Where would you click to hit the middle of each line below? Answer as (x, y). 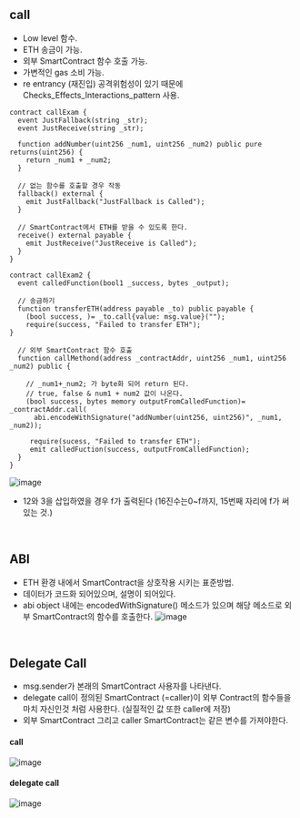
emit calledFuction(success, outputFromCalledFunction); (140, 449)
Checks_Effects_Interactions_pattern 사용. (101, 95)
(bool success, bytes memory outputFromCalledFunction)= (136, 401)
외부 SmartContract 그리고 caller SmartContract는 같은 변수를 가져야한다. (155, 721)
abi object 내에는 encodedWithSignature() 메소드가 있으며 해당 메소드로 (152, 605)
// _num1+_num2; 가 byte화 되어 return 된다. (108, 383)
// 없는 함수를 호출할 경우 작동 (69, 186)
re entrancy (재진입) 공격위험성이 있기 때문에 (103, 83)
